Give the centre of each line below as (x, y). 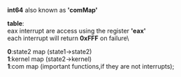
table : (16, 23)
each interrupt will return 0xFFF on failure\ (68, 38)
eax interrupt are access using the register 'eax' (77, 31)
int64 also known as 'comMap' (52, 10)
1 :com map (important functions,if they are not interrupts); (91, 66)
